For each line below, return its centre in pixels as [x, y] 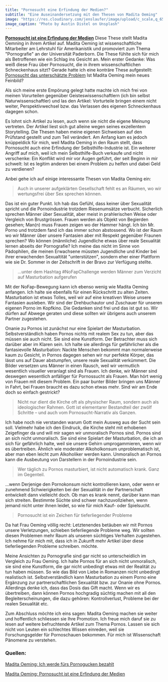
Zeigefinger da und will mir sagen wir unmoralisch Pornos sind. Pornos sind [83, 433]
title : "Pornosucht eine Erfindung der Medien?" [57, 10]
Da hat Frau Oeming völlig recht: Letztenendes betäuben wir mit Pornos [79, 525]
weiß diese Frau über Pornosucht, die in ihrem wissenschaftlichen [73, 65]
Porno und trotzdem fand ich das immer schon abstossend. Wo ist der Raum [84, 230]
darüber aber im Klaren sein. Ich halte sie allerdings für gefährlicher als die [82, 345]
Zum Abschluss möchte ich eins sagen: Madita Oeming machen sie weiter [81, 613]
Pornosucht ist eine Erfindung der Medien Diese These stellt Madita [76, 38]
